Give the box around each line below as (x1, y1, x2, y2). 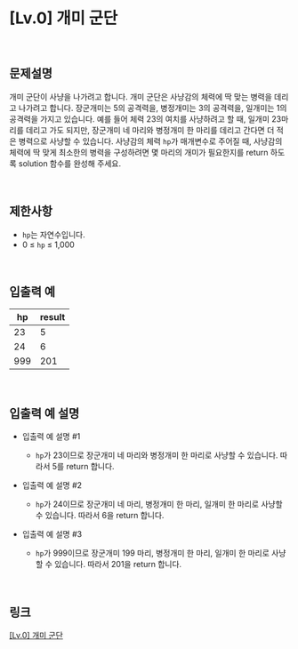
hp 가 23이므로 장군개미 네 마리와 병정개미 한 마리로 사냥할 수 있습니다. (35, 450, 278, 461)
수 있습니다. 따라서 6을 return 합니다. (35, 510, 165, 521)
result (39, 311, 66, 324)
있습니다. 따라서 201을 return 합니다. (54, 559, 182, 570)
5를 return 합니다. (52, 461, 115, 472)
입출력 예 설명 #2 (21, 480, 83, 491)
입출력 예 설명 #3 (21, 529, 83, 540)
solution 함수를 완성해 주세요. (18, 157, 122, 169)
